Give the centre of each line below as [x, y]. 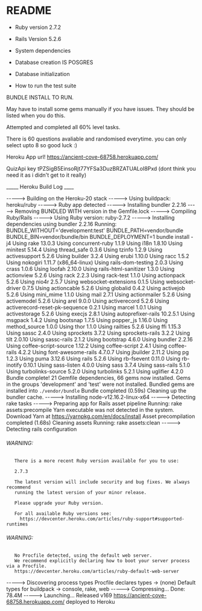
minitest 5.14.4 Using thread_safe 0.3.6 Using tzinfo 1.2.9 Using [84, 249]
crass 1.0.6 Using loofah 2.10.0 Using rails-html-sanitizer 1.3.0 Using [90, 268]
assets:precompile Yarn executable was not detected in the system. [90, 410]
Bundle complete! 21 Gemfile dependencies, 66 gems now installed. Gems [99, 378]
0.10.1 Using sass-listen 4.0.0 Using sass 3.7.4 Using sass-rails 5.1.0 [107, 365]
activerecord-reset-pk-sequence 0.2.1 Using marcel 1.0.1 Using [84, 307]
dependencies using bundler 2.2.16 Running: [62, 224]
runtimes [17, 524]
